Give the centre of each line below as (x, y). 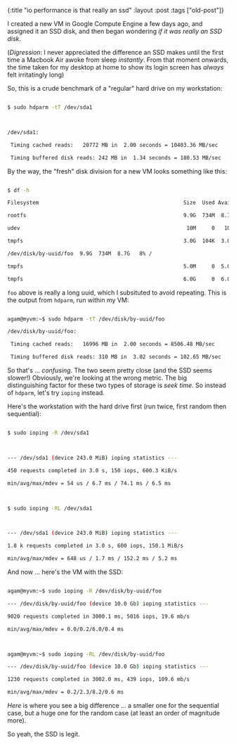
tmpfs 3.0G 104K (111, 241)
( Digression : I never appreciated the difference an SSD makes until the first (116, 52)
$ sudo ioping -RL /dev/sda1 (50, 508)
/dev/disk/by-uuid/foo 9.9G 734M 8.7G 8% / (80, 253)
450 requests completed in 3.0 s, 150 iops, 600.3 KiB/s (92, 470)
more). (17, 720)
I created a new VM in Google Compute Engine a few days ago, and (105, 24)
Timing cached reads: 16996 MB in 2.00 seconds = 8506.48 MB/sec (113, 344)
